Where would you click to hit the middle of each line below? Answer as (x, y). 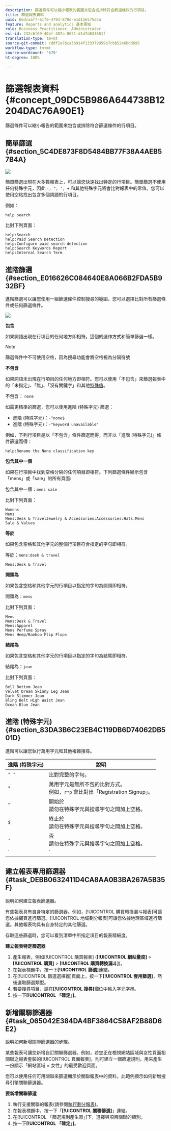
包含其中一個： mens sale (31, 489)
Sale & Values (20, 523)
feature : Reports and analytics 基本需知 (48, 24)
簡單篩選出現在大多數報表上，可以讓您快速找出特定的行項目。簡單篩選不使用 (85, 182)
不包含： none (20, 396)
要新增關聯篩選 (21, 1094)
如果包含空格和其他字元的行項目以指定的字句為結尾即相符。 (68, 656)
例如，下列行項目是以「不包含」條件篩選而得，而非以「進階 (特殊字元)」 (81, 435)
